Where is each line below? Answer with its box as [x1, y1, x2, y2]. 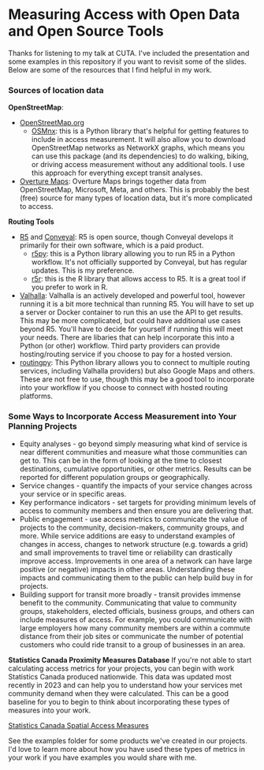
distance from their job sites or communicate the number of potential [19, 631, 244, 641]
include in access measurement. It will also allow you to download [31, 135, 246, 144]
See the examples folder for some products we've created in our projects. [8, 735, 248, 746]
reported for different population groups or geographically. [19, 472, 210, 482]
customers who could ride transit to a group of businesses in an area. [19, 640, 246, 649]
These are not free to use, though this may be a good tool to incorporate [19, 374, 255, 384]
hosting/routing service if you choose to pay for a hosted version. [19, 349, 232, 359]
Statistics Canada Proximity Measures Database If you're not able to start [8, 655, 252, 664]
